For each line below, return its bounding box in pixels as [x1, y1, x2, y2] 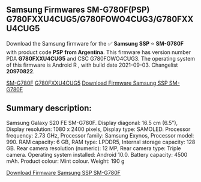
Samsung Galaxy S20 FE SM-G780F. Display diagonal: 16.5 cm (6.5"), [6, 119, 178, 126]
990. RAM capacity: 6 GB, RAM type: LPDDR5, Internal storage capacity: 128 [6, 138, 196, 145]
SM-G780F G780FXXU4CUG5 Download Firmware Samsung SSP [6, 79, 168, 86]
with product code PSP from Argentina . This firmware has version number [6, 48, 191, 56]
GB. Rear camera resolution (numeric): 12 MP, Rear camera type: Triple [6, 144, 181, 152]
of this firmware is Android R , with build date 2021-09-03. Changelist [6, 61, 178, 68]
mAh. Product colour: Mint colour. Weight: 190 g [6, 157, 125, 165]
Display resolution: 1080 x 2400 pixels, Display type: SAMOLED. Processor [6, 126, 191, 133]
